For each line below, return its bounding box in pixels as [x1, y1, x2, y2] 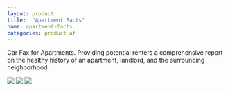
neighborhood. [7, 63, 50, 72]
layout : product [7, 10, 54, 17]
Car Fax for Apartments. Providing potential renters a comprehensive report [7, 49, 223, 57]
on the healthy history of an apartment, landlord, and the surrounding [7, 56, 205, 65]
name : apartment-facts [7, 23, 73, 30]
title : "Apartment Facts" [7, 17, 85, 24]
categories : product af [7, 29, 76, 37]
